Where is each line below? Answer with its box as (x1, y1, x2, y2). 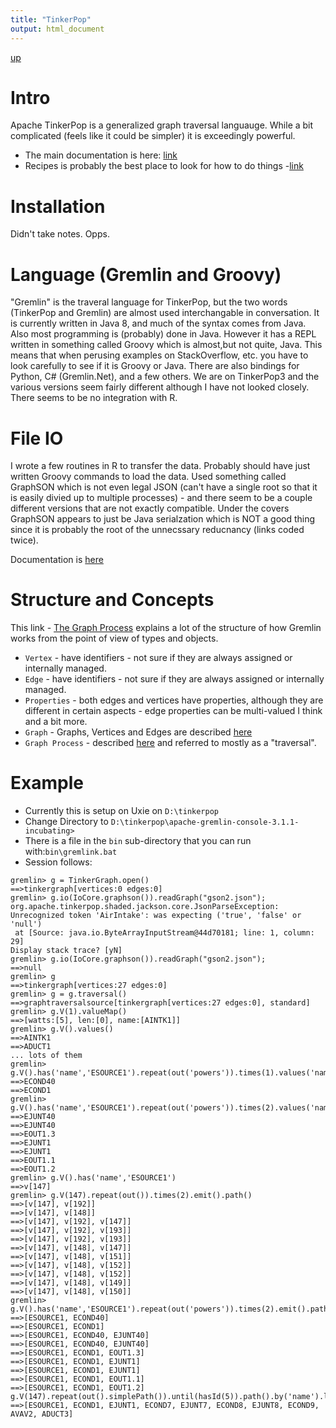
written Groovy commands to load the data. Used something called (10, 471, 287, 483)
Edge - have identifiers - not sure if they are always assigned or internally (24, 673, 325, 685)
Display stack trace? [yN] (10, 946, 123, 956)
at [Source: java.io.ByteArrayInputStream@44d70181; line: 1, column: (14, 928, 315, 938)
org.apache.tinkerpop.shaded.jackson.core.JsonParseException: (10, 902, 280, 912)
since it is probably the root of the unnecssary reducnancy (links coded (10, 524, 305, 536)
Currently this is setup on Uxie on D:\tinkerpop (24, 805, 219, 817)
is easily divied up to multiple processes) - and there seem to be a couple (10, 492, 313, 504)
